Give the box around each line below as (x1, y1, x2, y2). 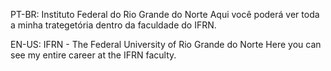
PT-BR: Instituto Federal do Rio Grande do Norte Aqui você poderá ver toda (10, 9, 320, 20)
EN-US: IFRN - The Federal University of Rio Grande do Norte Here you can (10, 39, 322, 50)
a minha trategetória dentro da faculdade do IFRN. (10, 19, 217, 31)
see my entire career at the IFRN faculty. (10, 49, 177, 61)
